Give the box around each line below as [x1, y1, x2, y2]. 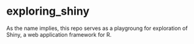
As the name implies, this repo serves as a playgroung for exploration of [6, 24, 188, 32]
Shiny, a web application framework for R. [6, 31, 112, 38]
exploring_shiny [6, 4, 90, 18]
